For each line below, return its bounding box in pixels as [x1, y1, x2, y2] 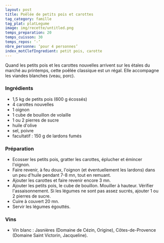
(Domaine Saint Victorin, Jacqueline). [12, 233, 88, 239]
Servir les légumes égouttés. [12, 203, 70, 210]
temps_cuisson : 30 [5, 35, 43, 40]
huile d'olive [12, 122, 37, 128]
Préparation [5, 145, 34, 152]
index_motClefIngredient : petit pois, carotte [5, 48, 102, 53]
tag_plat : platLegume [5, 21, 50, 26]
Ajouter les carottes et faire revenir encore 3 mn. [12, 177, 111, 183]
